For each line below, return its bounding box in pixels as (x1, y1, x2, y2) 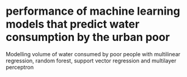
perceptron (5, 63, 34, 71)
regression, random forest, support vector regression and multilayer (5, 57, 177, 64)
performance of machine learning (5, 4, 181, 18)
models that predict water (5, 17, 140, 31)
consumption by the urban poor (5, 31, 170, 44)
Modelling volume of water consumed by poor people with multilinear (5, 50, 181, 57)
